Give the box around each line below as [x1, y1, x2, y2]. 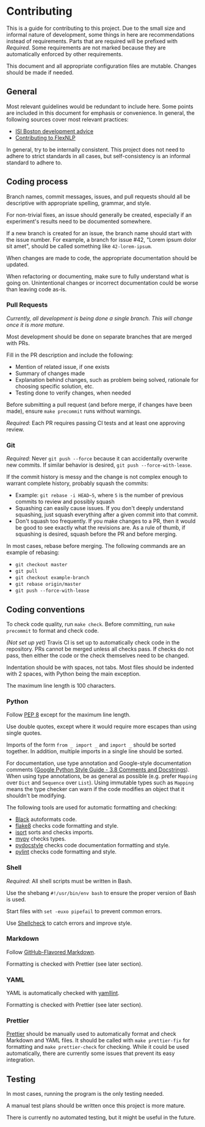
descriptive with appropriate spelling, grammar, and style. [6, 199, 151, 206]
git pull [15, 568, 38, 575]
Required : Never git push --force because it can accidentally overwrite [6, 455, 188, 462]
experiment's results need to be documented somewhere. [6, 217, 152, 225]
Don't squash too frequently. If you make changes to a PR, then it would [15, 517, 196, 525]
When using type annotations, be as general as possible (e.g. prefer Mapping [6, 773, 198, 780]
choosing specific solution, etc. [15, 382, 95, 390]
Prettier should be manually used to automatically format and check [6, 1030, 177, 1038]
